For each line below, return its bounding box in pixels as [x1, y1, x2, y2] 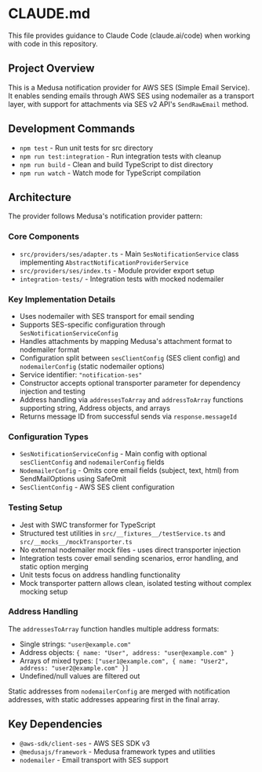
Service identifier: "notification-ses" [19, 370, 143, 379]
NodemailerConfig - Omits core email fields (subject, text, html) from [19, 466, 239, 475]
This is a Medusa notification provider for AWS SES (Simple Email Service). [8, 82, 250, 92]
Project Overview [8, 62, 95, 75]
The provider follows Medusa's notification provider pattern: [8, 211, 202, 221]
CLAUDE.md [8, 5, 91, 23]
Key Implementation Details [8, 294, 116, 305]
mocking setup [19, 587, 68, 596]
